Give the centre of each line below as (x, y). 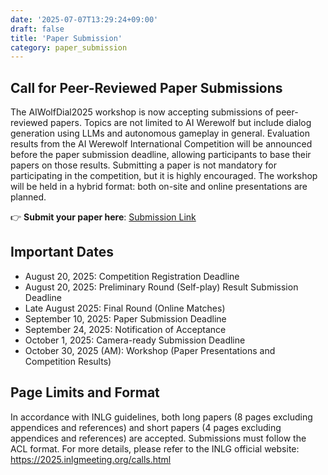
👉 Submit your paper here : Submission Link (103, 217)
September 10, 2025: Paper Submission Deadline (125, 318)
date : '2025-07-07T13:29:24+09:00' (84, 19)
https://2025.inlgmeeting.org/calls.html (91, 459)
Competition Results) (68, 361)
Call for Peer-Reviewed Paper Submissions (146, 87)
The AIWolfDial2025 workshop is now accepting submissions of (142, 112)
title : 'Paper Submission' (66, 38)
